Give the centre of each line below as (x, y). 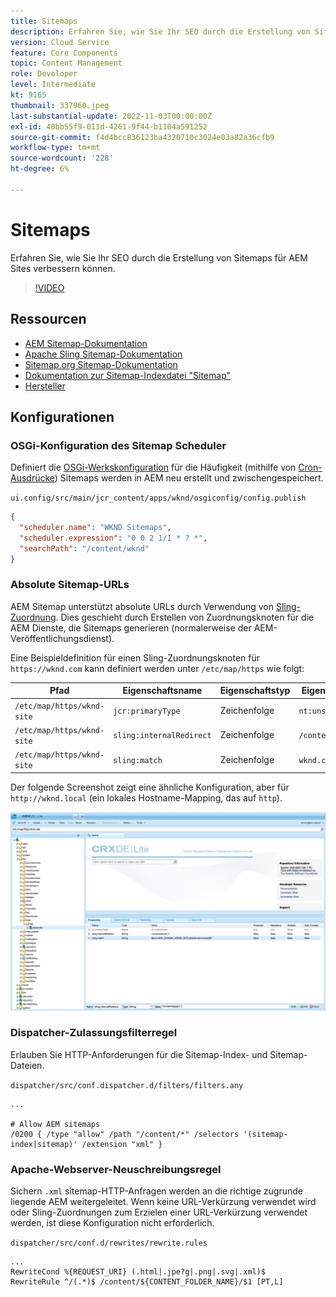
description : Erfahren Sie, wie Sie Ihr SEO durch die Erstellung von (160, 31)
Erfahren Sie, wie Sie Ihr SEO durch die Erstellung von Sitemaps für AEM (159, 257)
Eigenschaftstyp (255, 691)
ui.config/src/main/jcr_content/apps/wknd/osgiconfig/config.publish (158, 498)
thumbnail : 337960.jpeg (60, 105)
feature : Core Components (64, 53)
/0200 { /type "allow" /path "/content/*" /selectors (125, 1134)
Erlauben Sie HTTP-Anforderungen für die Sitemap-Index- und (139, 1054)
